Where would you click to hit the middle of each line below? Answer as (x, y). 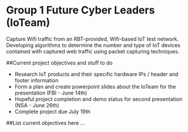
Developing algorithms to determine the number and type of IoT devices (93, 45)
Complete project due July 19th (53, 111)
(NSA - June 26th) (37, 105)
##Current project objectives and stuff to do (59, 63)
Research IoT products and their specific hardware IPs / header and (96, 74)
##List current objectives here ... (46, 123)
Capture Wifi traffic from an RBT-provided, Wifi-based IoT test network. (93, 39)
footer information (36, 80)
